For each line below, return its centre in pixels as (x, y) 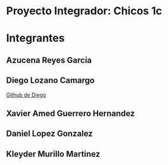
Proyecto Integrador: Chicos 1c (84, 11)
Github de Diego (26, 95)
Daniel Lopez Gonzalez (50, 134)
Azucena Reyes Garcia (49, 60)
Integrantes (35, 38)
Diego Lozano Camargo (51, 81)
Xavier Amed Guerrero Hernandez (71, 113)
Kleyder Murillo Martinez (53, 154)
